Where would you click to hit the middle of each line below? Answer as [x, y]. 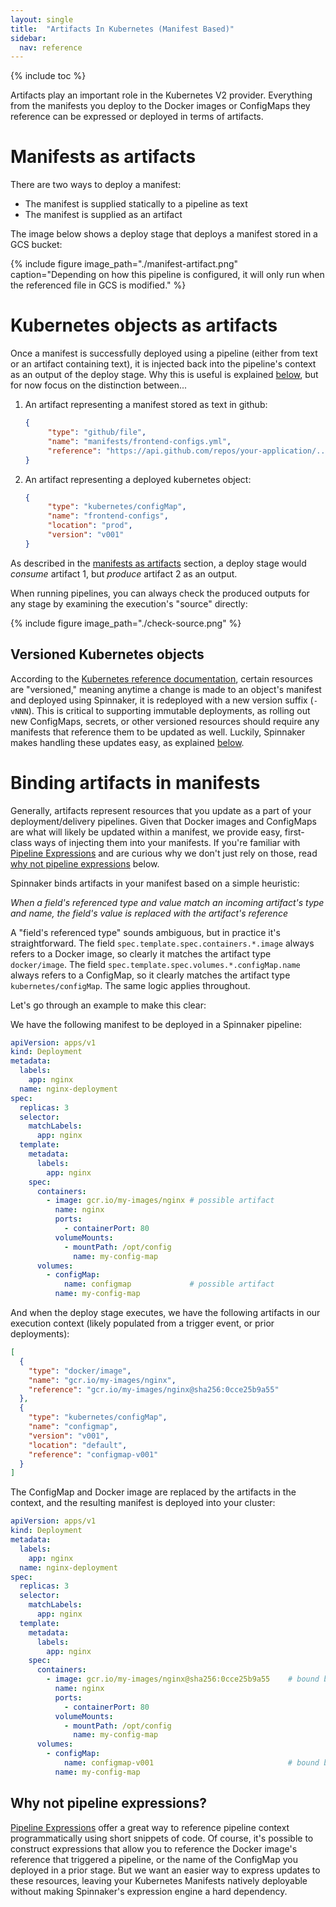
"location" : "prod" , [90, 526]
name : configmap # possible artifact [169, 1284]
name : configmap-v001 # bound [191, 1763]
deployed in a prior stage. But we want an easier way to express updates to [165, 1870]
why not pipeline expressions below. [85, 863]
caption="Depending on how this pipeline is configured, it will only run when [167, 275]
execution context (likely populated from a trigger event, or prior [142, 1323]
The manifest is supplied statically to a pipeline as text [136, 204]
